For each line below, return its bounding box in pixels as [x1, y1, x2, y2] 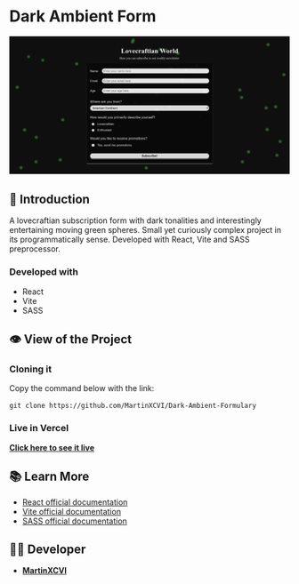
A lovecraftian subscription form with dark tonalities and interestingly [9, 215, 263, 226]
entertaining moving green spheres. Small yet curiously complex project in [9, 225, 282, 236]
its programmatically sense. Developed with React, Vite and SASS [9, 234, 251, 245]
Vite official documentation [21, 507, 122, 517]
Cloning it [9, 363, 53, 375]
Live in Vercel [9, 422, 69, 435]
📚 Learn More [9, 468, 90, 484]
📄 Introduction [9, 191, 91, 206]
